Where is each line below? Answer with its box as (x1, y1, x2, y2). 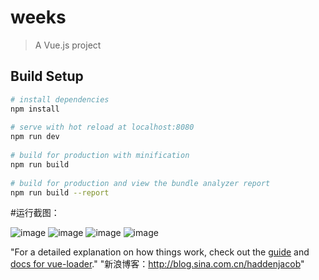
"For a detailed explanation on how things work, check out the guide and (10, 246, 310, 258)
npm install (10, 104, 60, 114)
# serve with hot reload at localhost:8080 (10, 122, 195, 133)
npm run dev (10, 132, 60, 142)
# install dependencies (10, 94, 110, 105)
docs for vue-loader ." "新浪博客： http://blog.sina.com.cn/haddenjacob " (10, 258, 305, 270)
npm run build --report (10, 187, 110, 198)
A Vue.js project (34, 39, 102, 51)
